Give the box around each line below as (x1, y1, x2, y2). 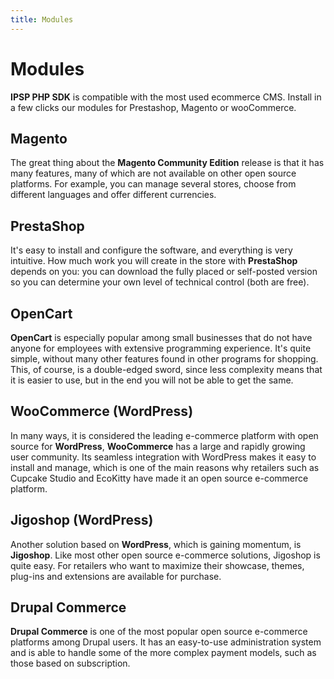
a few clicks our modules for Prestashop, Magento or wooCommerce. (10, 101, 297, 113)
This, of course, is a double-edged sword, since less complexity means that (10, 364, 323, 375)
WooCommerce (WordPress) (10, 403, 194, 420)
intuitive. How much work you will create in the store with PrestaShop (10, 255, 298, 267)
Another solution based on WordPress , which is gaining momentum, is (10, 538, 302, 550)
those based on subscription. (10, 657, 131, 670)
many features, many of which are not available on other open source (10, 167, 297, 180)
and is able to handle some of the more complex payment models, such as (10, 647, 317, 659)
